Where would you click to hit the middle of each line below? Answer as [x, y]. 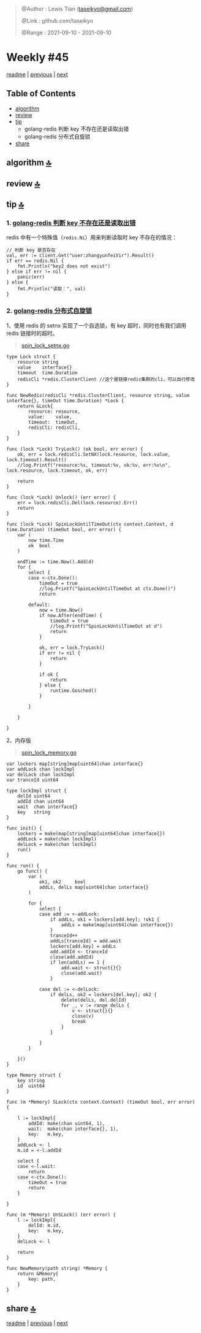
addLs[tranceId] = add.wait [86, 941]
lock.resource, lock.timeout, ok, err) [57, 471]
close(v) [83, 1016]
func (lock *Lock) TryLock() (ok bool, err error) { [75, 449]
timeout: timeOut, [53, 422]
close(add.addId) [72, 957]
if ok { [49, 674]
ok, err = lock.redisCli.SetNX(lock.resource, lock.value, [94, 454]
